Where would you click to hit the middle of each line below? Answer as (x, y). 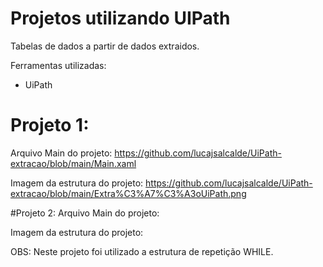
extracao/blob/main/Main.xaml (73, 163)
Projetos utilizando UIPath (120, 18)
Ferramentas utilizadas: (58, 65)
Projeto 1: (50, 125)
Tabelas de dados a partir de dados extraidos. (105, 46)
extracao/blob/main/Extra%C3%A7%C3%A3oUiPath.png (128, 193)
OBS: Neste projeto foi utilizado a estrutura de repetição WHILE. (142, 251)
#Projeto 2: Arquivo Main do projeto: (85, 213)
